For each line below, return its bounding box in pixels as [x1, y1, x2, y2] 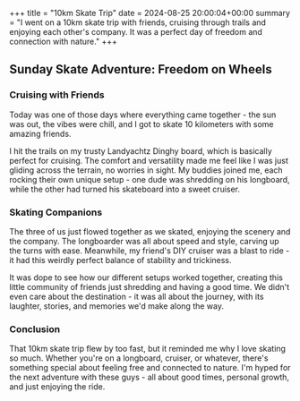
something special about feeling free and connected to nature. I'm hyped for [9, 363, 291, 373]
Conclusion [9, 322, 61, 335]
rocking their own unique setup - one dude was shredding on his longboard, [9, 174, 290, 184]
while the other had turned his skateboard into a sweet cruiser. [9, 183, 240, 194]
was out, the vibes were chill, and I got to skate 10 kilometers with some [9, 118, 274, 129]
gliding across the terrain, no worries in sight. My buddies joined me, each [9, 165, 284, 175]
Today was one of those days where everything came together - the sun [9, 109, 277, 120]
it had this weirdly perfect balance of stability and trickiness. [9, 254, 232, 265]
